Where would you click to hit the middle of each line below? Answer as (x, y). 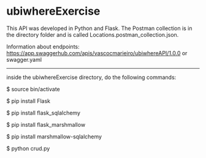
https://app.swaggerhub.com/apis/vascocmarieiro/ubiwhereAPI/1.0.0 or (97, 53)
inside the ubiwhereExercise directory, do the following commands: (91, 77)
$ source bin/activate (33, 89)
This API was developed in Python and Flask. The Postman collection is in (99, 28)
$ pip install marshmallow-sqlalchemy (54, 137)
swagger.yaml (24, 59)
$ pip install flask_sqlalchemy (44, 113)
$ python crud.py (28, 148)
